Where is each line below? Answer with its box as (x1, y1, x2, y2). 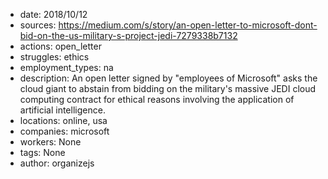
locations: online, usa (19, 115, 108, 126)
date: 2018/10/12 (19, 9, 88, 20)
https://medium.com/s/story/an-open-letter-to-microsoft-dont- (58, 19, 318, 31)
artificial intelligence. (19, 104, 106, 116)
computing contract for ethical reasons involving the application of (19, 94, 295, 105)
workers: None (19, 136, 82, 148)
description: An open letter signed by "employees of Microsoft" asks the (19, 72, 318, 84)
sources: (19, 19, 57, 31)
